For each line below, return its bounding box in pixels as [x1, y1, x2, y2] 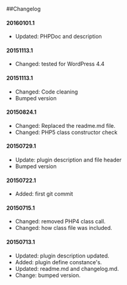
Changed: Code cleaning [15, 88, 78, 95]
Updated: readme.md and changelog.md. [15, 265, 119, 272]
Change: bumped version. [15, 272, 81, 279]
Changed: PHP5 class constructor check [15, 128, 118, 136]
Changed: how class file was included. [15, 224, 112, 232]
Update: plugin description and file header [15, 156, 122, 164]
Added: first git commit [15, 190, 73, 198]
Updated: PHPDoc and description [15, 33, 102, 40]
